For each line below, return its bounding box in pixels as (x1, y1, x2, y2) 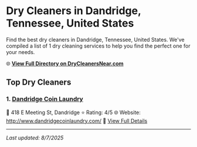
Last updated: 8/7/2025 (6, 134, 64, 141)
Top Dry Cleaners (6, 78, 72, 88)
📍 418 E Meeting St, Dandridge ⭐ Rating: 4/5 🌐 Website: (6, 109, 141, 116)
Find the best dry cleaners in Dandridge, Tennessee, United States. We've (6, 36, 185, 43)
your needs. (6, 48, 35, 55)
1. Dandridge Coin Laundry (6, 95, 83, 103)
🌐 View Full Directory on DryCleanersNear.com (6, 60, 124, 67)
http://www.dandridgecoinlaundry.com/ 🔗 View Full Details (6, 117, 148, 124)
